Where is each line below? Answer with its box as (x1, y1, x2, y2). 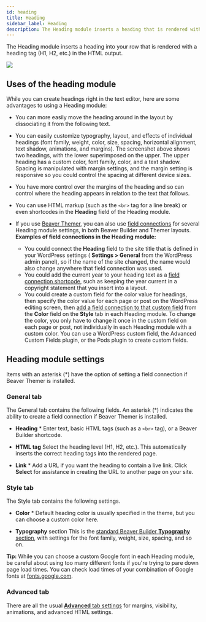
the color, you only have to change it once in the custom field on (24, 317, 187, 325)
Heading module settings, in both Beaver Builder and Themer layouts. (15, 227, 191, 234)
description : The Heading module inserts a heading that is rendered (6, 26, 188, 33)
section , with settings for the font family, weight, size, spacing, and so (15, 534, 192, 541)
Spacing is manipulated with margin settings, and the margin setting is (15, 165, 193, 172)
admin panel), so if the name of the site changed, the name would (24, 258, 191, 266)
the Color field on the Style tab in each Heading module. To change (24, 310, 196, 318)
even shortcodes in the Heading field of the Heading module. (15, 208, 170, 216)
